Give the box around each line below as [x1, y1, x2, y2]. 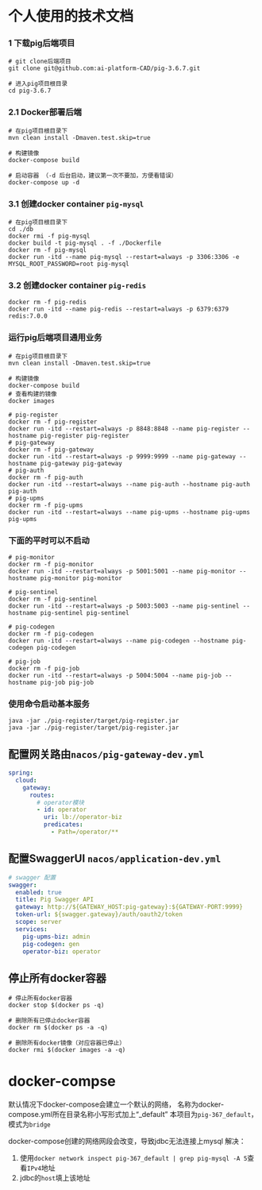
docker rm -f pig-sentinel [8, 595, 98, 603]
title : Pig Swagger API [15, 895, 94, 904]
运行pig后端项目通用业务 [8, 332, 102, 343]
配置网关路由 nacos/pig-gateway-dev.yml [8, 748, 205, 761]
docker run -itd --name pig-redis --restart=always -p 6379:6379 [8, 305, 229, 314]
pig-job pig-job [40, 678, 94, 686]
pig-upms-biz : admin [22, 933, 91, 941]
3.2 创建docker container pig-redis [8, 280, 147, 291]
